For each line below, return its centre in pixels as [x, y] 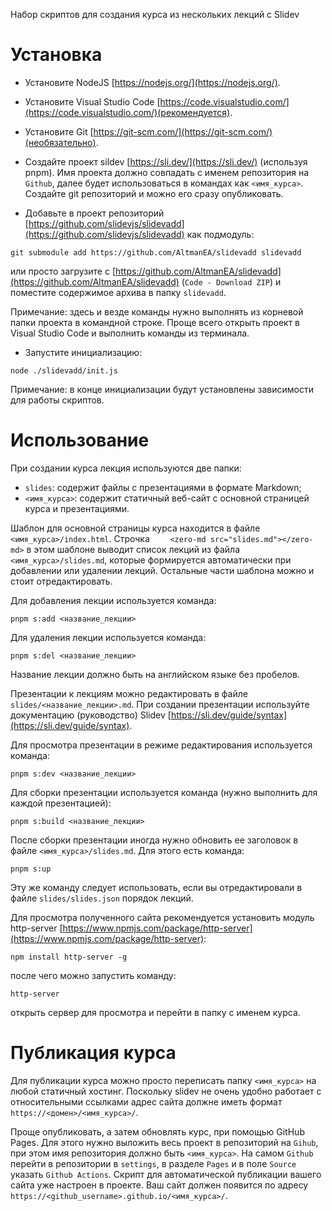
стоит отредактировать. [61, 581]
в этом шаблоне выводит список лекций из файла [133, 549]
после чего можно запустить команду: [93, 975]
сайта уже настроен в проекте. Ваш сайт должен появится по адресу [159, 1185]
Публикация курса [93, 1053]
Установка [56, 55]
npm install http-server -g [69, 957]
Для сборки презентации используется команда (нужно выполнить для [164, 792]
